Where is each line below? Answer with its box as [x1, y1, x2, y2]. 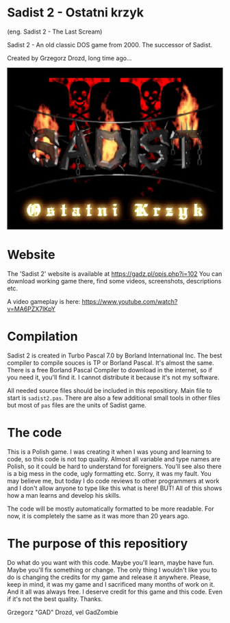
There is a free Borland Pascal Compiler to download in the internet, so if [7, 366, 212, 374]
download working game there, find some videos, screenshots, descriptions [7, 277, 222, 285]
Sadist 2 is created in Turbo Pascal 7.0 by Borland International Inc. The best [7, 351, 222, 359]
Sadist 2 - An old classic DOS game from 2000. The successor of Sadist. [7, 40, 213, 49]
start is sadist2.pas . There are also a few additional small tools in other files [7, 394, 220, 402]
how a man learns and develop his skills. [7, 491, 121, 499]
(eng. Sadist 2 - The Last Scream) [7, 27, 103, 36]
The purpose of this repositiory [7, 535, 188, 551]
